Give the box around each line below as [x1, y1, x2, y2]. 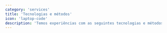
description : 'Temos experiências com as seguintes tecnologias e [5, 20, 146, 26]
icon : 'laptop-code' [5, 16, 48, 21]
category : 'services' [5, 7, 50, 12]
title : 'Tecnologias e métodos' [5, 12, 72, 16]
